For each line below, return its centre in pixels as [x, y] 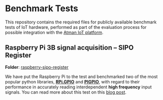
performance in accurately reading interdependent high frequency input [79, 87]
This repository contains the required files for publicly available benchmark [81, 22]
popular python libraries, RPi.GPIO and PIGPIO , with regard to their [72, 81]
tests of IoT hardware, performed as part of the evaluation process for [76, 27]
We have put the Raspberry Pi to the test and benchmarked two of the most [81, 77]
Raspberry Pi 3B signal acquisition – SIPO [69, 48]
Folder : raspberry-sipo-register [37, 67]
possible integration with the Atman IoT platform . [54, 32]
